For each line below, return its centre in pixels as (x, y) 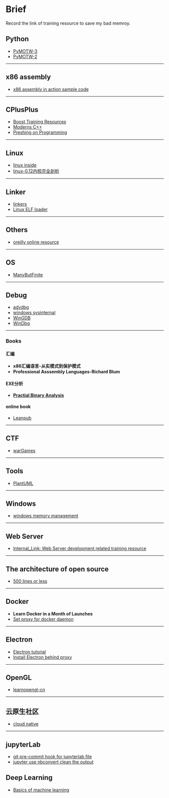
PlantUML (23, 483)
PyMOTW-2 (25, 56)
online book (18, 407)
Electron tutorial (29, 652)
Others (17, 230)
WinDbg (21, 324)
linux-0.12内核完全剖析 (36, 171)
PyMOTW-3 (25, 51)
